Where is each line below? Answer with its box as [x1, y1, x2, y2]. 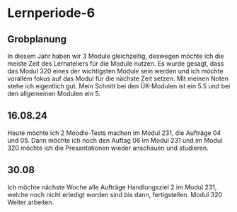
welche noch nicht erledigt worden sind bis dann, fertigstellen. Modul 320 [7, 190, 223, 199]
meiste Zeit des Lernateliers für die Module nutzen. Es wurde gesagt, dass [7, 59, 224, 68]
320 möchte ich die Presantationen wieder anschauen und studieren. [7, 143, 209, 152]
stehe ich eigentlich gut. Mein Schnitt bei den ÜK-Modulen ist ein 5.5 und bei [7, 82, 231, 90]
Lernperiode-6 [7, 5, 96, 21]
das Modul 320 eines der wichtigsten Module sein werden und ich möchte [7, 67, 224, 75]
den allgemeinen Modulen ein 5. [7, 90, 101, 98]
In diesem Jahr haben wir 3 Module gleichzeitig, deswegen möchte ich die [7, 52, 224, 60]
